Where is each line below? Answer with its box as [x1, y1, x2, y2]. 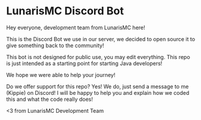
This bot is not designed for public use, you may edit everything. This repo [6, 53, 190, 60]
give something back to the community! [6, 42, 104, 49]
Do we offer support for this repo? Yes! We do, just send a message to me [6, 82, 189, 90]
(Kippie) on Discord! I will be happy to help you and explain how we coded [6, 89, 190, 96]
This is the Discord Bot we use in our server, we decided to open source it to [6, 35, 196, 42]
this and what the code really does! [6, 96, 93, 103]
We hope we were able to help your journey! [6, 71, 116, 78]
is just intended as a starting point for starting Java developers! [6, 60, 163, 67]
